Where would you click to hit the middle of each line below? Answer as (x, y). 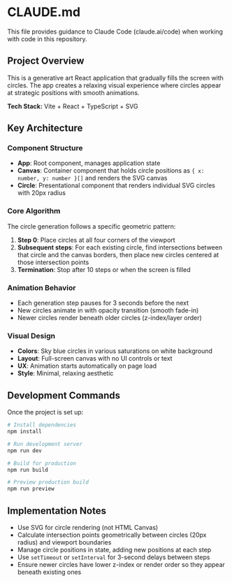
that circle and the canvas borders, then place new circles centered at (118, 254)
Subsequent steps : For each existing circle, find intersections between (119, 247)
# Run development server (45, 444)
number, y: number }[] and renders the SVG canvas (92, 178)
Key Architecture (45, 128)
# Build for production (42, 463)
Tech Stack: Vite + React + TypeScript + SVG (73, 106)
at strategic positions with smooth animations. (73, 92)
